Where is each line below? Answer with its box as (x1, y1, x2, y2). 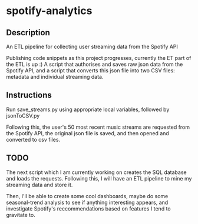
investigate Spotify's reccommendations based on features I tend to (6, 205, 171, 212)
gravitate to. (6, 211, 35, 218)
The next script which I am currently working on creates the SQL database (6, 169, 187, 176)
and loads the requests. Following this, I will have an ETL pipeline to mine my (6, 175, 192, 182)
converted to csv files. (6, 136, 61, 143)
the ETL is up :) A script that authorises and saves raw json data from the (6, 61, 183, 68)
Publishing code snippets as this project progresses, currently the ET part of (6, 55, 192, 61)
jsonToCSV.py (6, 112, 40, 119)
